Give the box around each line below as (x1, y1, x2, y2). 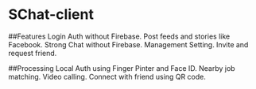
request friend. (8, 48, 57, 57)
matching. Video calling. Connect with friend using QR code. (8, 72, 207, 81)
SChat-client (8, 6, 94, 24)
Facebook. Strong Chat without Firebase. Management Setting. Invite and (8, 39, 249, 49)
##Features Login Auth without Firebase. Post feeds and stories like (8, 32, 231, 41)
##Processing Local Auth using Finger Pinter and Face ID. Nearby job (8, 63, 236, 72)
